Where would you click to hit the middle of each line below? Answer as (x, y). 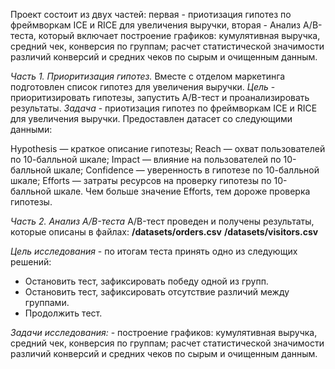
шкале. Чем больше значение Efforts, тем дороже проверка (182, 191)
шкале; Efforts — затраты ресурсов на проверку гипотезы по (141, 180)
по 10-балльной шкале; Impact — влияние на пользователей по (146, 159)
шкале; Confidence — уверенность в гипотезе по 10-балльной (186, 170)
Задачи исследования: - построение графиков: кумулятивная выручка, (164, 332)
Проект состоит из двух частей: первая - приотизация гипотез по (151, 14)
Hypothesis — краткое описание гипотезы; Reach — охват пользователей (168, 148)
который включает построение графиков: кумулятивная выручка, (179, 35)
